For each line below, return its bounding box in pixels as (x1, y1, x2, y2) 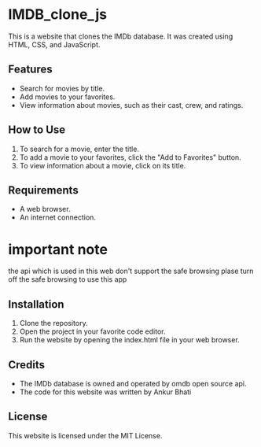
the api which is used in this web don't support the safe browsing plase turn (8, 266, 254, 276)
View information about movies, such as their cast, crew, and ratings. (19, 100, 244, 109)
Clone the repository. (19, 319, 88, 328)
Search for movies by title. (19, 83, 105, 93)
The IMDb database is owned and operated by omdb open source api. (19, 379, 247, 388)
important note (8, 240, 108, 258)
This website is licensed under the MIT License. (8, 430, 163, 440)
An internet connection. (19, 212, 97, 222)
